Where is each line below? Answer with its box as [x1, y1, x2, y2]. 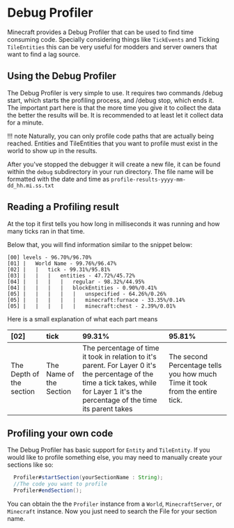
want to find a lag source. [7, 50, 81, 58]
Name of [46, 369, 75, 378]
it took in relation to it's [82, 351, 157, 361]
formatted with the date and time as [7, 175, 110, 183]
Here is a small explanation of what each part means [7, 314, 158, 323]
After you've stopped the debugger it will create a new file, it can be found [7, 160, 221, 168]
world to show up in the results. [7, 146, 97, 154]
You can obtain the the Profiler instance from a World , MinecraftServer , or [7, 499, 222, 508]
